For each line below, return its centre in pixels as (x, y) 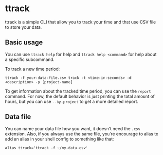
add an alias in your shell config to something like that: (60, 139)
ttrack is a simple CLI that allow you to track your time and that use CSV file (81, 22)
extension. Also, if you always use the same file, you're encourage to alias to (82, 134)
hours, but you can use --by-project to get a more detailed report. (72, 101)
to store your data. (24, 27)
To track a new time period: (32, 69)
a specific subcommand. (30, 59)
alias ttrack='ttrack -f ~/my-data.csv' (47, 148)
